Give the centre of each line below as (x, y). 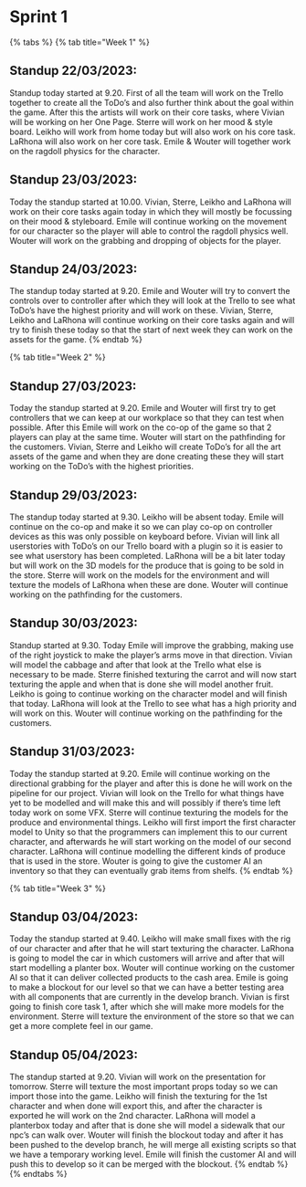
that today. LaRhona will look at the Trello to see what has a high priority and (153, 703)
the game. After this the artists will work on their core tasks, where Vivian (147, 112)
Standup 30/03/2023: (74, 623)
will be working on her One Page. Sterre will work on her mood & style (142, 121)
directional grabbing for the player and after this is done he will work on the (151, 783)
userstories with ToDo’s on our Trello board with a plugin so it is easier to (146, 546)
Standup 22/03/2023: (73, 71)
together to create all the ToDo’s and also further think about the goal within (152, 102)
